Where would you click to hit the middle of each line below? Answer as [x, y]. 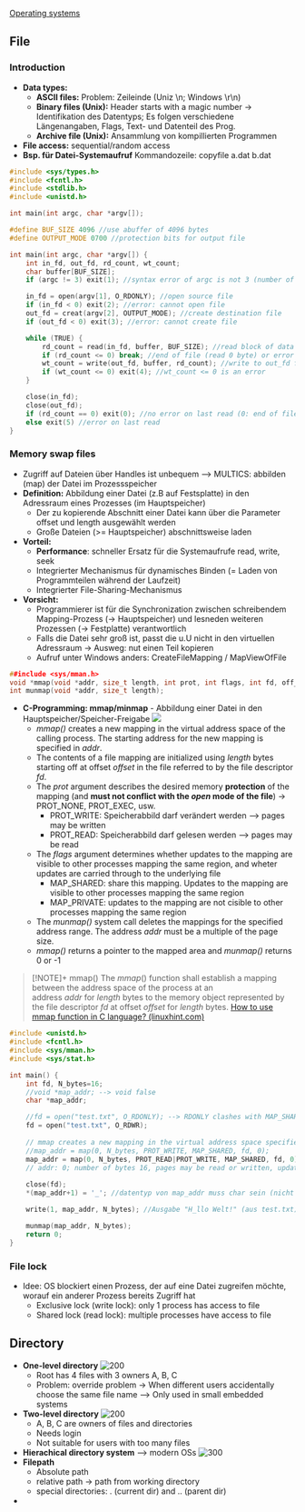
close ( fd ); [46, 1185]
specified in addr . [69, 748]
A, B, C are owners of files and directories [114, 1423]
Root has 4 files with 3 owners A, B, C [107, 1375]
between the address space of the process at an [122, 988]
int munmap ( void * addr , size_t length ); [87, 691]
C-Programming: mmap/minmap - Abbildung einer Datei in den [143, 708]
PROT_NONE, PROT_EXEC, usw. [96, 806]
